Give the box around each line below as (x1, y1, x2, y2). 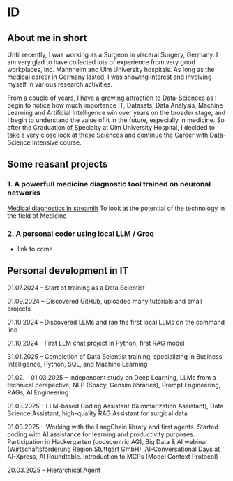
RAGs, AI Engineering (7, 388, 69, 397)
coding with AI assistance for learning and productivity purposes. (7, 430, 195, 438)
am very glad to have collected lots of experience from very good (7, 58, 195, 66)
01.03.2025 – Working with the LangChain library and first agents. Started (7, 422, 218, 431)
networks (7, 188, 40, 198)
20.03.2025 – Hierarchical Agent (7, 466, 101, 474)
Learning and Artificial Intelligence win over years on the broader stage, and (7, 109, 226, 117)
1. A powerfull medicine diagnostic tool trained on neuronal (7, 179, 211, 189)
